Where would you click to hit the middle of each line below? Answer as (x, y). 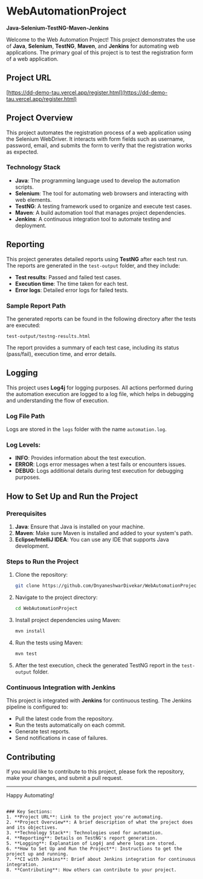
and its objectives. (32, 827)
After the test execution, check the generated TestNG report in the (97, 665)
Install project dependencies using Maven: (68, 620)
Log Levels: (24, 445)
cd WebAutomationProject (46, 609)
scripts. (24, 187)
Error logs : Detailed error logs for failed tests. (72, 290)
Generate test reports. (43, 731)
